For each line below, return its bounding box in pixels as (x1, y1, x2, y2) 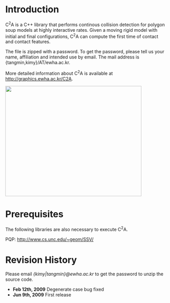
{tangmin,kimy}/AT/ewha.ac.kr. (5, 59, 71, 66)
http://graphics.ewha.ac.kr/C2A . (5, 75, 73, 82)
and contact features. (5, 38, 51, 45)
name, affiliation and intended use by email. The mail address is (5, 54, 140, 60)
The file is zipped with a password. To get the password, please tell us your (5, 49, 165, 55)
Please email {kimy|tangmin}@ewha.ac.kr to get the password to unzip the (5, 271, 164, 277)
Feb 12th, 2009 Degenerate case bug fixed (12, 286, 104, 293)
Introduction (5, 4, 59, 15)
